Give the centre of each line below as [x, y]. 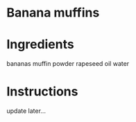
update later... [26, 111]
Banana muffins [53, 13]
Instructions [42, 92]
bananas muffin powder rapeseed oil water [68, 64]
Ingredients [40, 45]
